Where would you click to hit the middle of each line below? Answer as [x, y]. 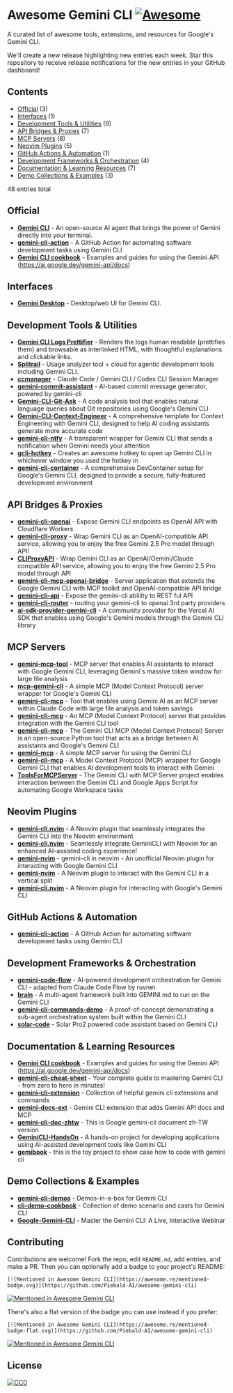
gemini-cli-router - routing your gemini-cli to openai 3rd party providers [121, 603]
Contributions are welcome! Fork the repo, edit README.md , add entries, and [114, 1259]
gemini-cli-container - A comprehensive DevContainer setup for [110, 468]
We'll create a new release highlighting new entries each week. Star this [110, 55]
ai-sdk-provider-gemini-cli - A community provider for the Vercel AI [115, 610]
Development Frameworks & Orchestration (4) [83, 160]
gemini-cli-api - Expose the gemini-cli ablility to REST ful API [105, 595]
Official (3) [33, 109]
